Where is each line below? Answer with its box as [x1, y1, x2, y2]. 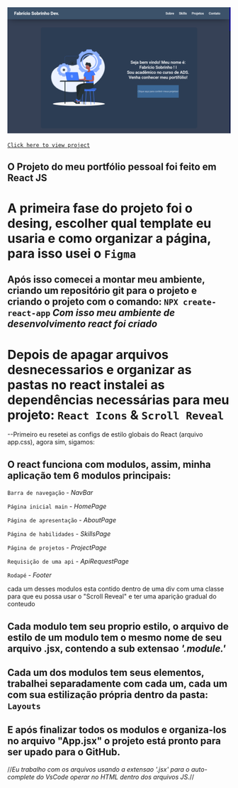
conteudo [7, 600, 35, 608]
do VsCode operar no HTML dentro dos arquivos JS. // [36, 772, 195, 781]
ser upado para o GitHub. [7, 746, 120, 758]
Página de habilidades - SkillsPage [7, 530, 111, 538]
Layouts [7, 701, 41, 711]
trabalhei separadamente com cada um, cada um [7, 678, 228, 689]
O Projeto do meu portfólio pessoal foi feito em [7, 160, 217, 173]
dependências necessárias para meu [7, 392, 229, 407]
